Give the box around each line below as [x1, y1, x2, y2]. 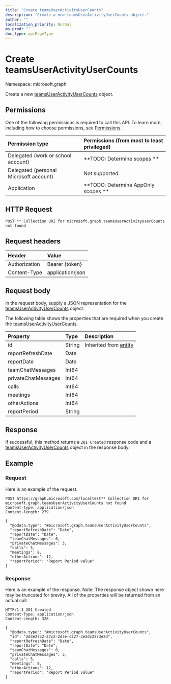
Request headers [5, 237, 61, 245]
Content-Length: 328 [5, 616, 49, 621]
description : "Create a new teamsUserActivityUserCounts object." [5, 12, 149, 17]
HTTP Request [5, 205, 52, 214]
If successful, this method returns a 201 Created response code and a [5, 439, 152, 445]
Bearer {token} [47, 261, 82, 268]
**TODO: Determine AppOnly [83, 181, 155, 188]
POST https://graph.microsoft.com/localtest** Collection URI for [5, 496, 149, 501]
